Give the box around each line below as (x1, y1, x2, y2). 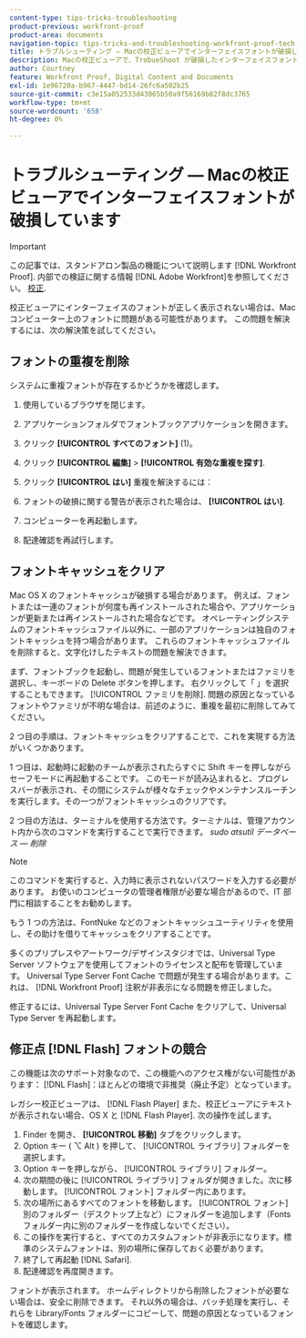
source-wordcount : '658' (9, 106, 104, 116)
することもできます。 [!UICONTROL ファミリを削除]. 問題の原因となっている (9, 688, 296, 699)
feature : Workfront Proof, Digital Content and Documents (9, 73, 234, 82)
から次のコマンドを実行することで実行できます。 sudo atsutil (25, 826, 254, 837)
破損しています (9, 210, 121, 231)
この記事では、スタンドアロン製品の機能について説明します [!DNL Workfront (9, 260, 297, 271)
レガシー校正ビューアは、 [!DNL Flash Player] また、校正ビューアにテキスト (9, 1098, 293, 1109)
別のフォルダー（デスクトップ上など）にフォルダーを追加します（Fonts (22, 1208, 291, 1220)
